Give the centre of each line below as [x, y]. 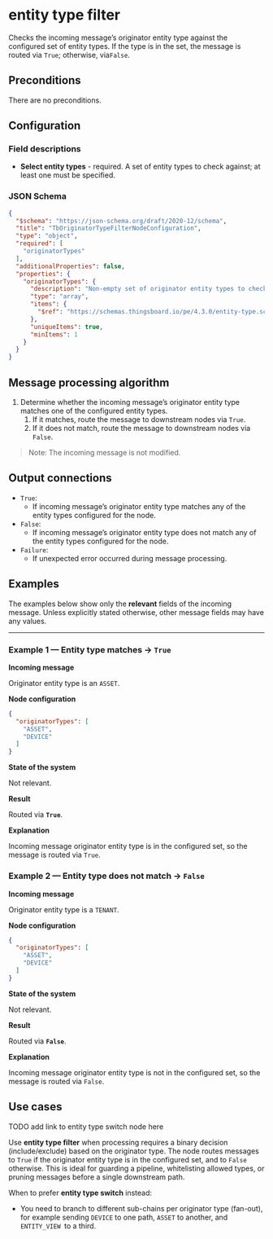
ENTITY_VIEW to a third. [58, 1226]
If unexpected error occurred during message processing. [130, 558]
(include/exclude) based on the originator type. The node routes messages [134, 1151]
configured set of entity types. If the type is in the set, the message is [125, 46]
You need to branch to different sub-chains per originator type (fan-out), [141, 1208]
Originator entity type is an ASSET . [64, 683]
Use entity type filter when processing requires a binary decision [118, 1142]
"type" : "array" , [59, 297]
